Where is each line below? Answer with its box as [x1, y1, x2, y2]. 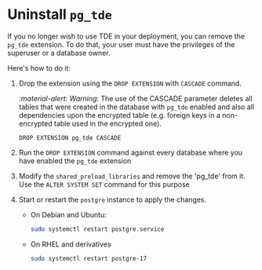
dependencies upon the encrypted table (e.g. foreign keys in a [18, 110, 221, 119]
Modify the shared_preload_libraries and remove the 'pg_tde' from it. [18, 171, 246, 181]
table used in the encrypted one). [53, 119, 162, 128]
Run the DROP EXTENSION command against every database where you [18, 148, 243, 157]
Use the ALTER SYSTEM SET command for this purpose [18, 179, 190, 189]
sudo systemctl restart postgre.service [30, 225, 165, 233]
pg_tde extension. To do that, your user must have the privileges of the [7, 39, 235, 49]
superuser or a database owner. [7, 48, 111, 57]
